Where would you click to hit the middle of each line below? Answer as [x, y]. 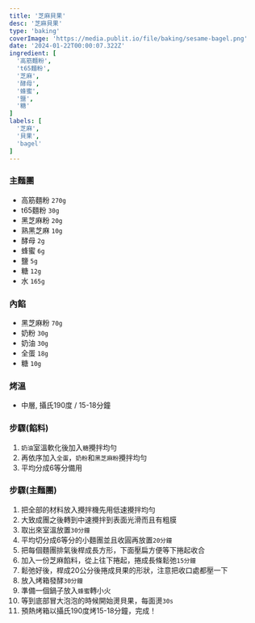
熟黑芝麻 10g [42, 230]
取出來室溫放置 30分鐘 [55, 529]
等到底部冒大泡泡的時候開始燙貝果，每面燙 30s [97, 600]
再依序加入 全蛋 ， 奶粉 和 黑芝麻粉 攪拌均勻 [84, 457]
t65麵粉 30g [40, 210]
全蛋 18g [35, 353]
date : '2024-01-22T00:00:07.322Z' [67, 46]
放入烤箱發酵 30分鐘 [52, 580]
